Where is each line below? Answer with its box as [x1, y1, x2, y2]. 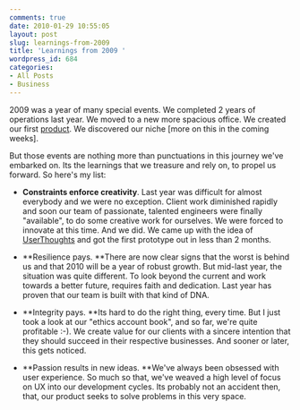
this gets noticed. [21, 345, 87, 355]
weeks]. [9, 132, 39, 143]
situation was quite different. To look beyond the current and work [21, 270, 267, 281]
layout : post [9, 30, 58, 38]
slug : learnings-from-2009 [9, 38, 110, 47]
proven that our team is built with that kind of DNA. [21, 289, 210, 300]
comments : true [9, 13, 66, 22]
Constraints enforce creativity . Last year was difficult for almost [21, 186, 262, 197]
